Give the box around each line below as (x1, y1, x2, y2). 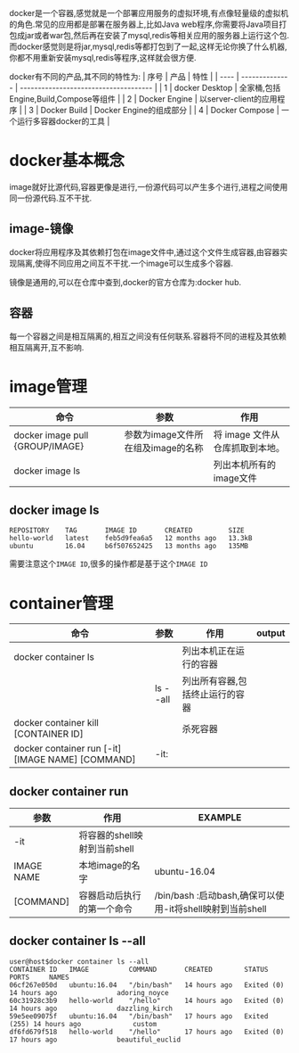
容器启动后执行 (78, 890, 141, 902)
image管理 (9, 376, 87, 397)
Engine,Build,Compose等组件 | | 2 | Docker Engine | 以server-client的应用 (9, 94, 278, 104)
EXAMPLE (198, 811, 242, 824)
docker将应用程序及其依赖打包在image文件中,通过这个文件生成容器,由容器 (9, 246, 280, 257)
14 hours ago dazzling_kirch (9, 1004, 174, 1013)
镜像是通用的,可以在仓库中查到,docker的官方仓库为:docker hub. (9, 276, 242, 287)
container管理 (9, 593, 114, 613)
